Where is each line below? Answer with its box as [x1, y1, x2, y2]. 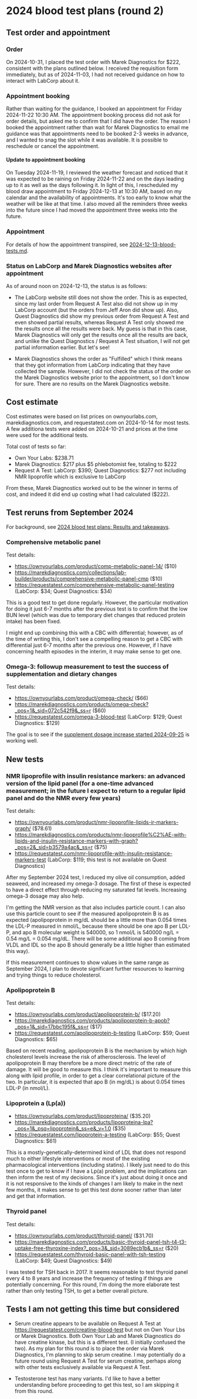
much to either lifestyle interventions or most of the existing [6, 1155, 151, 1162]
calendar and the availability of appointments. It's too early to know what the [6, 194, 191, 201]
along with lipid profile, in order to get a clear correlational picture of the [6, 1072, 180, 1079]
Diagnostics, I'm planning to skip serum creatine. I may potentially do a [14, 1351, 186, 1358]
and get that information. [6, 1193, 66, 1200]
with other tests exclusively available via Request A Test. [14, 1363, 151, 1370]
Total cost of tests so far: [6, 442, 66, 450]
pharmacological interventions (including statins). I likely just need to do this [6, 1162, 190, 1169]
